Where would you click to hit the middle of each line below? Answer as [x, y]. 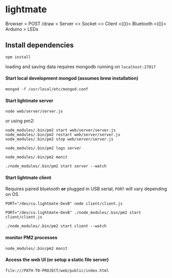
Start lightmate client [28, 177]
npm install [18, 57]
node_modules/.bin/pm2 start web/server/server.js [61, 130]
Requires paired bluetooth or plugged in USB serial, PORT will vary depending [86, 189]
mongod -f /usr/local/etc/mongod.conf [47, 89]
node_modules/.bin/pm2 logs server [43, 148]
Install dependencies [40, 45]
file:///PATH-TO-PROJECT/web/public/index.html [57, 270]
